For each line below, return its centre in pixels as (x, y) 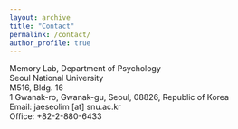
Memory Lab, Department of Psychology (85, 69)
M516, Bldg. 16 (36, 88)
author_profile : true (50, 43)
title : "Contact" (42, 26)
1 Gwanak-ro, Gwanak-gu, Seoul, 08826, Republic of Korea (119, 97)
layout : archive (40, 18)
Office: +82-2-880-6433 (56, 116)
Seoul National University (57, 78)
